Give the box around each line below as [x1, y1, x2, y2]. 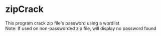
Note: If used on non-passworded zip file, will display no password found [5, 25, 156, 31]
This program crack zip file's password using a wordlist [5, 20, 119, 26]
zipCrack [5, 3, 44, 15]
